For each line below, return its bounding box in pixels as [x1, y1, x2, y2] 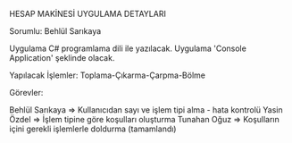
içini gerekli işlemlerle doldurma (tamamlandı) [9, 123, 177, 134]
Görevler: [9, 88, 44, 97]
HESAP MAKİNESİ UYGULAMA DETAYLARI [9, 9, 167, 19]
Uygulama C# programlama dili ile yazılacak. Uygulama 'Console [9, 43, 247, 54]
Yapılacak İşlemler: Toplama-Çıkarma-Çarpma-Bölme [9, 70, 205, 80]
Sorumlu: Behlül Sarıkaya [9, 26, 102, 36]
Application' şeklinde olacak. [9, 53, 115, 63]
